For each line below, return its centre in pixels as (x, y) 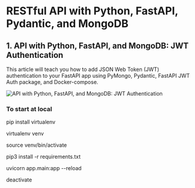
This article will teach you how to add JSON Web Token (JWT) (83, 69)
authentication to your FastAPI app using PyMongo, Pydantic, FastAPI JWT (98, 75)
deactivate (19, 180)
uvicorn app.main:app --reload (44, 168)
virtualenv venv (25, 134)
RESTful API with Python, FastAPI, (92, 11)
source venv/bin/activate (37, 145)
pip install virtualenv (31, 122)
